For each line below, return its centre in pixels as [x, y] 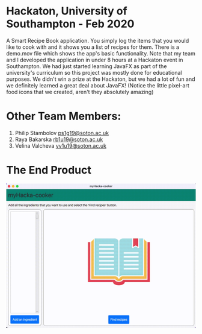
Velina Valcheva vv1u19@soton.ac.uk [61, 145]
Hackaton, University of [67, 11]
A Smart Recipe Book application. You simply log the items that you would [98, 40]
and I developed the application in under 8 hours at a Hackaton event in [95, 60]
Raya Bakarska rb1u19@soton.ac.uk [59, 139]
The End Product [49, 170]
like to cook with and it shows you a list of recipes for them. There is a [93, 47]
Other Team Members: [64, 116]
